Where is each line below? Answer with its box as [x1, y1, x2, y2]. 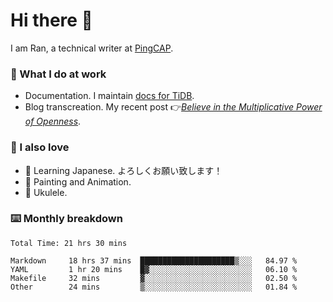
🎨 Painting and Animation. [24, 175, 132, 188]
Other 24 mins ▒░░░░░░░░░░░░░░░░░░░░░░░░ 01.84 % [10, 282, 298, 292]
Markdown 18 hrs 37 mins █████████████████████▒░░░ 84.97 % [10, 255, 298, 266]
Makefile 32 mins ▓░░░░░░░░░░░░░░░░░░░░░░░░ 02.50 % [10, 273, 298, 283]
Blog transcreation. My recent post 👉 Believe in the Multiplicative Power [24, 101, 323, 113]
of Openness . [24, 115, 82, 128]
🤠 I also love [10, 140, 70, 154]
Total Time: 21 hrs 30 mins [10, 238, 128, 248]
